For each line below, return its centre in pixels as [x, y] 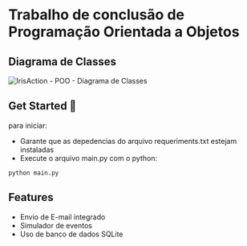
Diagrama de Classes [63, 61]
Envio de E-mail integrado [63, 217]
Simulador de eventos [56, 225]
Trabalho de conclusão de [96, 15]
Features [31, 197]
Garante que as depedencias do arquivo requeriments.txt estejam [128, 141]
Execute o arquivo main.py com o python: [89, 158]
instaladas [37, 150]
